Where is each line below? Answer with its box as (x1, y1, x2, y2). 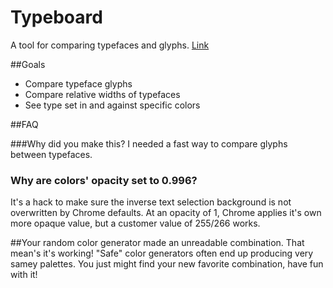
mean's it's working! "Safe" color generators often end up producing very (10, 247, 314, 260)
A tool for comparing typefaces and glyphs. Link (10, 39, 210, 51)
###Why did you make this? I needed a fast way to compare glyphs (10, 137, 288, 150)
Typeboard (10, 6, 103, 29)
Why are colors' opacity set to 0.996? (10, 173, 198, 187)
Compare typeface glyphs (24, 77, 133, 90)
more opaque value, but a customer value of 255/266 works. (10, 217, 261, 230)
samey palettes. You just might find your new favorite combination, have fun (10, 258, 324, 270)
